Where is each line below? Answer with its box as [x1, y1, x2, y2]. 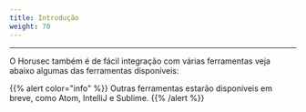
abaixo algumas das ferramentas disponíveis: [9, 65, 179, 76]
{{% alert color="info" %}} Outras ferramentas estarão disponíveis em [9, 83, 273, 94]
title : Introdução [9, 13, 79, 23]
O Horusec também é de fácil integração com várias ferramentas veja [9, 56, 271, 66]
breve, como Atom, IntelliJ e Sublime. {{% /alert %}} [9, 92, 205, 103]
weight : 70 [9, 22, 51, 31]
